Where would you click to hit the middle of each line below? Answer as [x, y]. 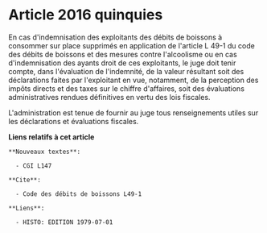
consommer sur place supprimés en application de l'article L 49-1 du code [131, 45]
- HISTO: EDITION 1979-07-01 [64, 222]
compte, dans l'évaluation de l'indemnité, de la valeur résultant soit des [126, 71]
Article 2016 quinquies [86, 15]
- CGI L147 [34, 166]
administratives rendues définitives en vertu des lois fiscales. [109, 97]
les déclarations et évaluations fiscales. [74, 121]
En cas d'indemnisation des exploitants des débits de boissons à [115, 37]
